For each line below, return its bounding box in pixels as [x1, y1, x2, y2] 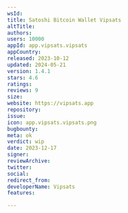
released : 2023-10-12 [7, 55, 70, 62]
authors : [7, 29, 32, 37]
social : [7, 170, 30, 177]
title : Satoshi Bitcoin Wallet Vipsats [7, 17, 122, 23]
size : [7, 94, 23, 101]
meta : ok [7, 132, 32, 139]
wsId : [7, 10, 23, 17]
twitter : [7, 163, 32, 171]
